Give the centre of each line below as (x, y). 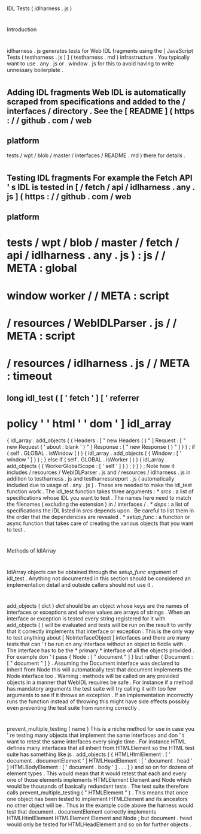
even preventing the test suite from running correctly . (73, 707)
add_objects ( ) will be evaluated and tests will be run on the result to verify (99, 625)
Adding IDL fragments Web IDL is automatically (96, 92)
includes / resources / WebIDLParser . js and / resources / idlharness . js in (99, 472)
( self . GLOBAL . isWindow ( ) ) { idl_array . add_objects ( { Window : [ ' (94, 453)
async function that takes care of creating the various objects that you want (100, 523)
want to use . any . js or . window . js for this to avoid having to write (90, 63)
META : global (42, 268)
